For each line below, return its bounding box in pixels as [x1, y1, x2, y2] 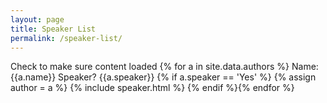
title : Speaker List [10, 24, 97, 34]
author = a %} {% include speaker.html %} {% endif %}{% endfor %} [10, 82, 295, 94]
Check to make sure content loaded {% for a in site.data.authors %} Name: [10, 61, 319, 73]
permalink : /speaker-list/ [10, 33, 123, 43]
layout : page [10, 14, 65, 25]
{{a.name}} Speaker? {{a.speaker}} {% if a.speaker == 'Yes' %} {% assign [10, 71, 317, 83]
